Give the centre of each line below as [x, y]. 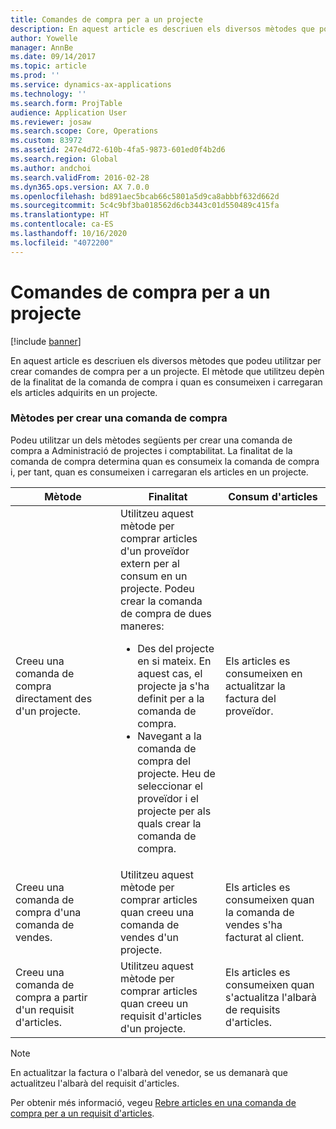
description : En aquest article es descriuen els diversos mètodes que [162, 29]
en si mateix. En [174, 661]
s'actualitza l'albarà [271, 997]
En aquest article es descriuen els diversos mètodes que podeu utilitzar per [166, 360]
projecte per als [174, 811]
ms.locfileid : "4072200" [62, 242]
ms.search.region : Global [64, 159]
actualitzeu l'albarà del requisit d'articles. [95, 1083]
